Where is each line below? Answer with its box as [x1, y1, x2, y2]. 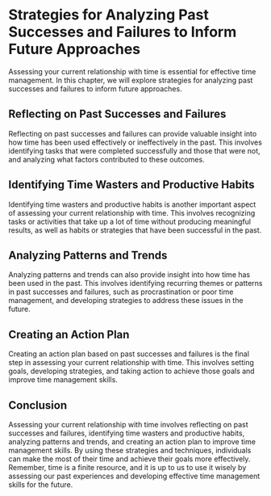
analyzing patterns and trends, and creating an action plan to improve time [8, 437, 256, 446]
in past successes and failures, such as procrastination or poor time [8, 287, 234, 296]
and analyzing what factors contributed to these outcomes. [8, 154, 205, 164]
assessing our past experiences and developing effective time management [8, 471, 261, 481]
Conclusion [8, 398, 68, 412]
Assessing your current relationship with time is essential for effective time [8, 66, 256, 76]
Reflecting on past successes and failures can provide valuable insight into [8, 128, 257, 138]
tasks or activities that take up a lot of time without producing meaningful [8, 216, 252, 226]
